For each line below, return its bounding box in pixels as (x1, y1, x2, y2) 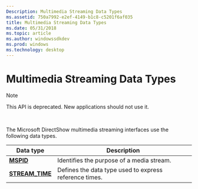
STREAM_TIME (9, 169, 52, 177)
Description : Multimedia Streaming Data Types (6, 8, 123, 15)
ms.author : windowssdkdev (6, 36, 70, 42)
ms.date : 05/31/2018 (6, 25, 57, 31)
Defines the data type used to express (57, 165, 163, 174)
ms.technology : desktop (6, 47, 65, 53)
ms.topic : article (6, 31, 51, 37)
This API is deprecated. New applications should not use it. (6, 103, 149, 110)
